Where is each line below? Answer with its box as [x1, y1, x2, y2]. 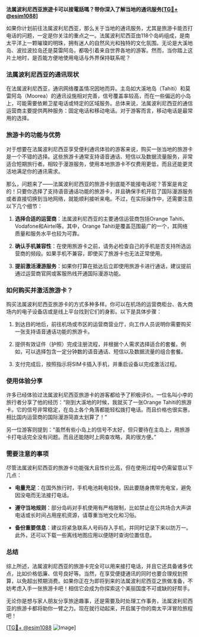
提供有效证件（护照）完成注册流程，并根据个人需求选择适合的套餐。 [14, 340, 181, 348]
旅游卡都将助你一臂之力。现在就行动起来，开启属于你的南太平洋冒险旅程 [16, 604, 193, 612]
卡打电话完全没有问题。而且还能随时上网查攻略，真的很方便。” [6, 433, 157, 440]
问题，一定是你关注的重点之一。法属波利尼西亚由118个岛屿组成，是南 [21, 32, 191, 39]
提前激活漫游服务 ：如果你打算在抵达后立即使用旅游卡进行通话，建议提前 [14, 262, 191, 269]
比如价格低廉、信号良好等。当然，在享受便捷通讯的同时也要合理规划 [16, 570, 182, 577]
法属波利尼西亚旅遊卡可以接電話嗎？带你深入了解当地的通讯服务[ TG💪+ [6, 6, 178, 12]
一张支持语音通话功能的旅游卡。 [14, 328, 93, 335]
